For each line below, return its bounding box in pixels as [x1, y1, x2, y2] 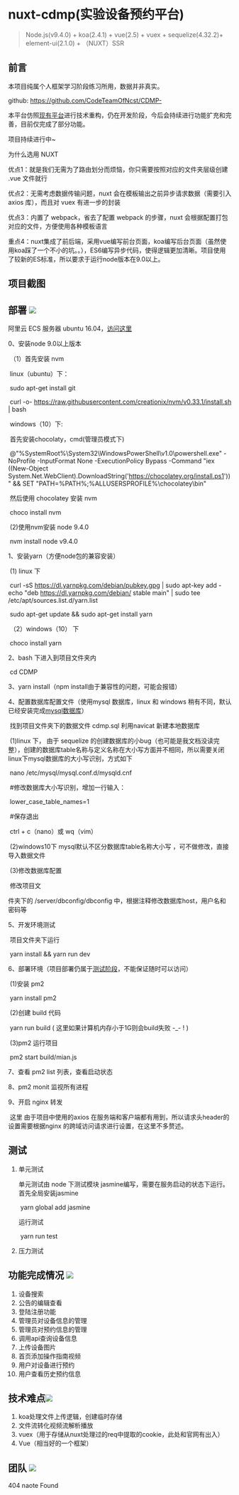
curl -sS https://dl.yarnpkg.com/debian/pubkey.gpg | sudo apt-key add [9, 581, 217, 589]
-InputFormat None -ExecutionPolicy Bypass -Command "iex [37, 456, 215, 465]
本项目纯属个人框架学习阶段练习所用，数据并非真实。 [8, 82, 164, 90]
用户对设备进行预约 [18, 1361, 75, 1369]
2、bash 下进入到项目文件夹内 [8, 653, 96, 662]
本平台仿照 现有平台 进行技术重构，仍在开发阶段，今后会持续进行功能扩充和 [8, 111, 226, 119]
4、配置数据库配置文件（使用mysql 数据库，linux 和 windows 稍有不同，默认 [8, 697, 232, 706]
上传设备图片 [18, 1343, 56, 1351]
